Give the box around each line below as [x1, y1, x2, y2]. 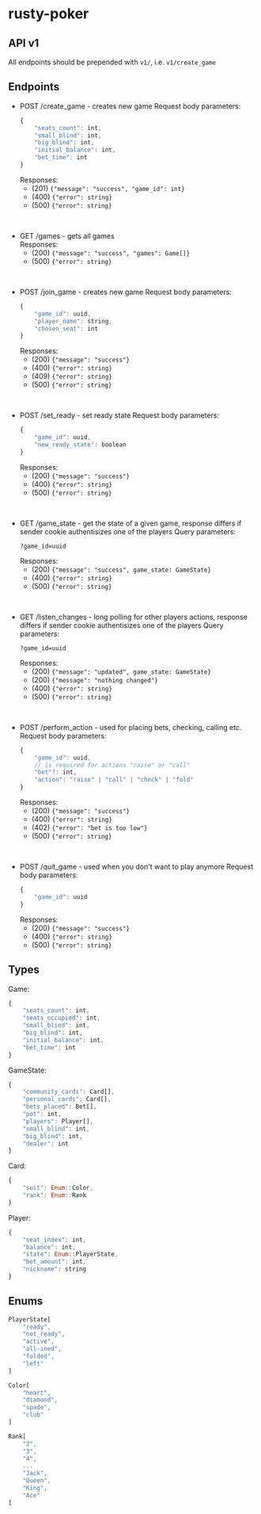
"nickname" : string [22, 1265, 87, 1273]
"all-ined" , [22, 1345, 62, 1353]
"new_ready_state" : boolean [34, 441, 127, 449]
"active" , [22, 1337, 55, 1346]
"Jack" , [22, 1470, 47, 1478]
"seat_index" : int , [22, 1236, 87, 1244]
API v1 [8, 36, 40, 50]
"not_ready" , [22, 1330, 66, 1338]
